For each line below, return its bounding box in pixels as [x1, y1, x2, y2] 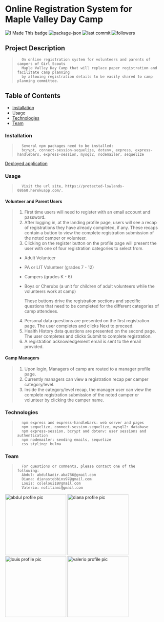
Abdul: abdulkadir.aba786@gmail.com [21, 473, 96, 477]
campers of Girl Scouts [17, 61, 66, 66]
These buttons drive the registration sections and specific [24, 298, 141, 304]
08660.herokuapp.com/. [17, 188, 63, 193]
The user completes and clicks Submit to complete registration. [24, 333, 152, 339]
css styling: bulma [21, 441, 61, 446]
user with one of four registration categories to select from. [24, 246, 144, 251]
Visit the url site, [21, 184, 63, 189]
